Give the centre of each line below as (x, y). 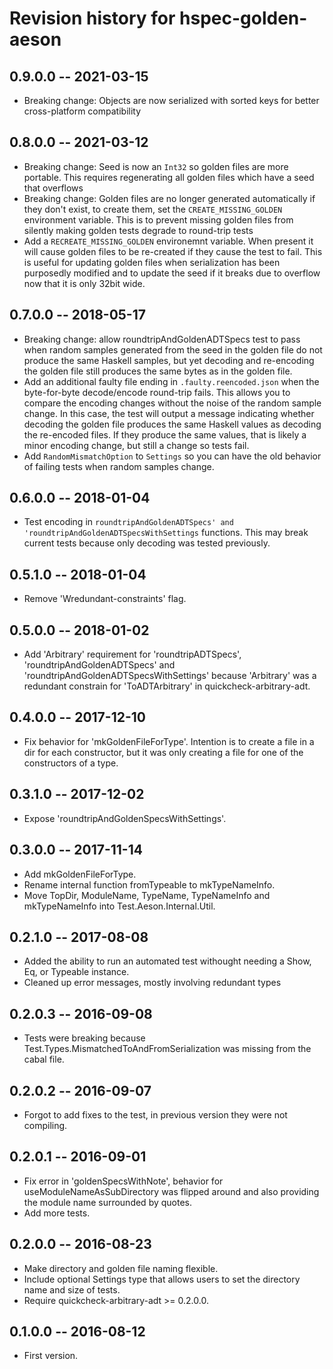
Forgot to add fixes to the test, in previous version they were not (155, 1114)
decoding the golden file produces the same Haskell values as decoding (172, 424)
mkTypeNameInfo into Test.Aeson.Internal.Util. (119, 906)
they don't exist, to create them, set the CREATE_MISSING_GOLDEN (153, 209)
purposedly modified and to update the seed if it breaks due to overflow (172, 273)
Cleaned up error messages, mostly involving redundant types (152, 983)
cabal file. (44, 1059)
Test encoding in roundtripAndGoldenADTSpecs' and (128, 522)
